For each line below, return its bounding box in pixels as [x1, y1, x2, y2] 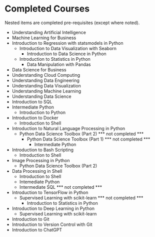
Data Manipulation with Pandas [26, 61, 91, 67]
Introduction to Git [11, 216, 49, 222]
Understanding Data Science [11, 93, 71, 99]
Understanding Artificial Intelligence [11, 29, 86, 35]
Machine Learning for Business [11, 35, 76, 41]
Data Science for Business [11, 66, 66, 73]
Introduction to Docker [11, 114, 58, 121]
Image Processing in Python [11, 157, 70, 163]
